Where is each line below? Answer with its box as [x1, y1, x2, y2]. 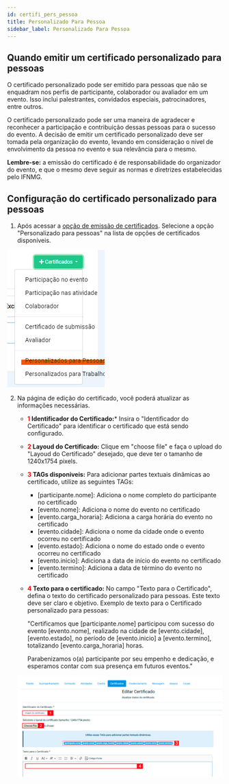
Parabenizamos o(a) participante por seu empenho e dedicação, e [27, 655, 215, 663]
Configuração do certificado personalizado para [7, 193, 217, 204]
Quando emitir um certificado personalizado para [7, 51, 222, 63]
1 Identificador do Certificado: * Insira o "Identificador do [27, 415, 189, 423]
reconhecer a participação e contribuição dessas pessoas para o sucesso [7, 123, 216, 132]
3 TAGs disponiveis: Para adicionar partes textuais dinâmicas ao [27, 471, 211, 478]
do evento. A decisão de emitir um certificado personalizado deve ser [7, 130, 204, 139]
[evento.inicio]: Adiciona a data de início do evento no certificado [37, 556, 221, 565]
